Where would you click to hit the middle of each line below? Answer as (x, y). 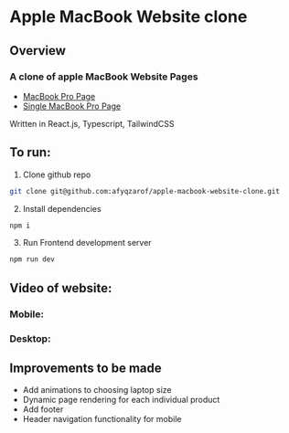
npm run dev (32, 259)
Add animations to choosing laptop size (97, 390)
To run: (30, 153)
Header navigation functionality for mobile (102, 419)
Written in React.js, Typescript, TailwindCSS (92, 123)
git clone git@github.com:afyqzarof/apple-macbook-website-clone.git (145, 191)
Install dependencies (62, 208)
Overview (38, 51)
